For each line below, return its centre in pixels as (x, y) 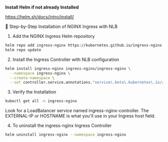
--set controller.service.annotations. (51, 82)
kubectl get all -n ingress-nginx (41, 101)
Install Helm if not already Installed (42, 7)
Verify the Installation (34, 92)
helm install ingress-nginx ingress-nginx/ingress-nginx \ (68, 69)
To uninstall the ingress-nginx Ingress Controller (62, 126)
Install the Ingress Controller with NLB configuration (66, 59)
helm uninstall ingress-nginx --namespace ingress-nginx (66, 135)
